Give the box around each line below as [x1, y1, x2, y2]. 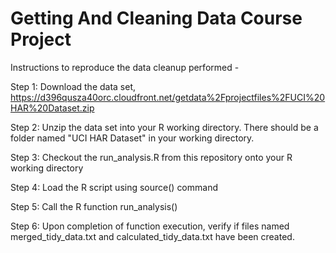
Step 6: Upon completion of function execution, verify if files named [10, 220, 290, 232]
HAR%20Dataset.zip [10, 102, 95, 114]
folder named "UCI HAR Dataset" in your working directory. [10, 132, 255, 144]
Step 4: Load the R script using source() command [10, 181, 219, 193]
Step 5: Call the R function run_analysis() [10, 200, 178, 212]
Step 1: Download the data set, [10, 80, 137, 92]
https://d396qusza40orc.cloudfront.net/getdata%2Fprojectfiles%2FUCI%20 [10, 91, 326, 103]
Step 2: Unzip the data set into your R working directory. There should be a [10, 121, 319, 133]
